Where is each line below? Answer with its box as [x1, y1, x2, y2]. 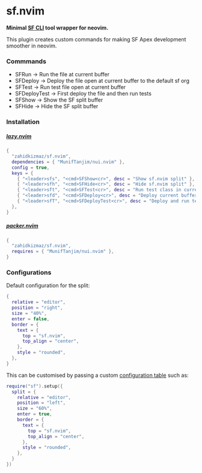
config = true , [11, 164, 50, 171]
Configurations [6, 269, 52, 277]
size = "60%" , [17, 406, 52, 412]
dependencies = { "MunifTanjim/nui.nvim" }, [11, 159, 125, 165]
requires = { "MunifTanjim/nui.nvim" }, [11, 248, 114, 255]
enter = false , [11, 316, 50, 322]
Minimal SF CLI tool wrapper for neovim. [6, 24, 109, 31]
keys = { [11, 170, 34, 176]
